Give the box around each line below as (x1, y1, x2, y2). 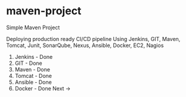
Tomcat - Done (14, 72, 52, 79)
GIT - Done (14, 60, 43, 67)
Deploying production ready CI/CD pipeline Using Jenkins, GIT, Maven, (6, 35, 181, 42)
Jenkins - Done (14, 53, 53, 60)
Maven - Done (14, 65, 51, 73)
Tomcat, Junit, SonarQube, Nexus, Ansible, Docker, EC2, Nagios (6, 42, 164, 49)
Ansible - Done (14, 79, 52, 86)
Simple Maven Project (6, 24, 60, 31)
